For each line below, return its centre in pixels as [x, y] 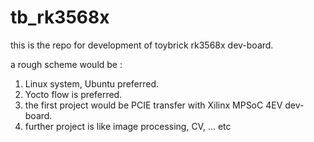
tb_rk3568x [60, 17]
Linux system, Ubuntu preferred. [92, 83]
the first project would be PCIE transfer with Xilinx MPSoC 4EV [153, 105]
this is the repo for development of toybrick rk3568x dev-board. [142, 45]
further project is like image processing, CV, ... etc [128, 126]
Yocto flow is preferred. [73, 94]
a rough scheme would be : [66, 64]
